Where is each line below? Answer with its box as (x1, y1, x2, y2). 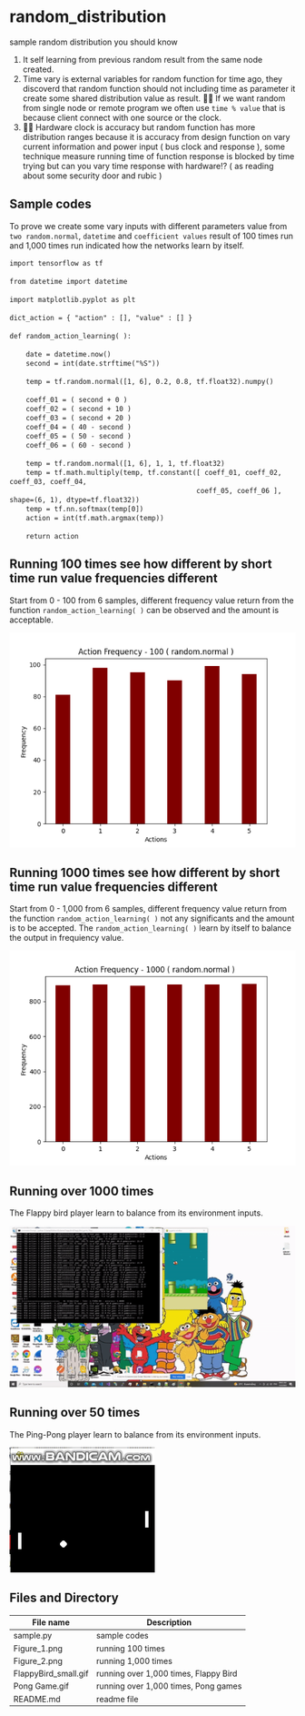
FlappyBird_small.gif (13, 1668, 89, 1680)
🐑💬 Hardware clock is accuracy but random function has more (22, 121, 256, 133)
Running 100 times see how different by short (9, 557, 272, 572)
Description (146, 1617, 192, 1628)
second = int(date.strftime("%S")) (25, 358, 161, 368)
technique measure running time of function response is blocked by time (22, 150, 295, 161)
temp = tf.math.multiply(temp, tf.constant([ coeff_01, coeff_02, (25, 468, 282, 477)
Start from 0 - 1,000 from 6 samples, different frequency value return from (9, 903, 288, 914)
